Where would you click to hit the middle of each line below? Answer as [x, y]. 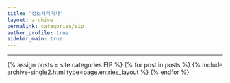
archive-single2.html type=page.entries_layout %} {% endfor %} [98, 72]
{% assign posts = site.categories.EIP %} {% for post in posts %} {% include [115, 65]
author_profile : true [38, 33]
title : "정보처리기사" [35, 13]
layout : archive [30, 20]
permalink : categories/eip [46, 26]
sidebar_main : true [35, 39]
